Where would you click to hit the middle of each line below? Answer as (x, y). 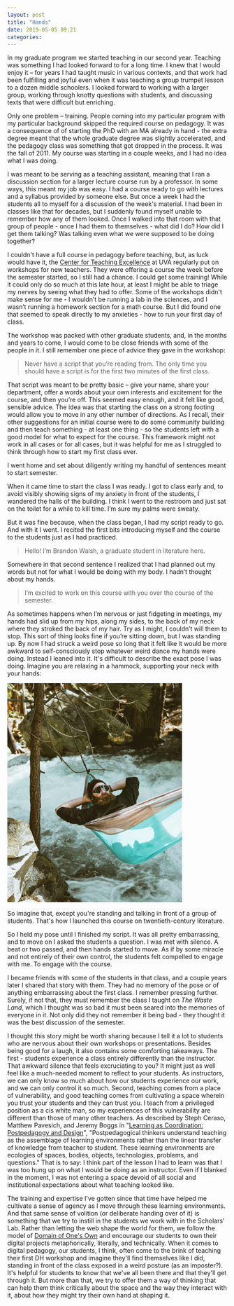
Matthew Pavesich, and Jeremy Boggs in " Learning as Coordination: (105, 1125)
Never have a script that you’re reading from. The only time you (116, 364)
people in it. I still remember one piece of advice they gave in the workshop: (116, 350)
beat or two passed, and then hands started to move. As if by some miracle (115, 949)
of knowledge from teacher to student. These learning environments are (111, 1148)
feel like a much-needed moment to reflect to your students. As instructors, (116, 1073)
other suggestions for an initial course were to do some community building (116, 422)
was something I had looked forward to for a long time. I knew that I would (114, 65)
